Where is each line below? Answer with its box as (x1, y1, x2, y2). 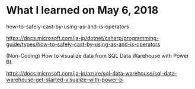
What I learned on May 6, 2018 (6, 4, 159, 17)
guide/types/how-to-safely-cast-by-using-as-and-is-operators (6, 41, 161, 48)
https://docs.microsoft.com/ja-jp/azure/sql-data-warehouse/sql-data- (6, 70, 178, 77)
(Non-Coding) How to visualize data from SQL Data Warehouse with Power (6, 52, 189, 59)
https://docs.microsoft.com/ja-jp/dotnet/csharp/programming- (6, 34, 159, 41)
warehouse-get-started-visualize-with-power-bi (6, 76, 124, 83)
